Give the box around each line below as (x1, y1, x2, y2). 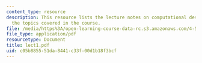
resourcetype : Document (6, 37, 66, 43)
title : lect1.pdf (6, 43, 50, 49)
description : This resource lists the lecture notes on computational (6, 14, 187, 20)
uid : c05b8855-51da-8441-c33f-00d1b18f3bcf (6, 48, 117, 54)
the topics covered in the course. (11, 20, 101, 26)
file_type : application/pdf (6, 31, 77, 37)
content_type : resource (6, 8, 66, 15)
